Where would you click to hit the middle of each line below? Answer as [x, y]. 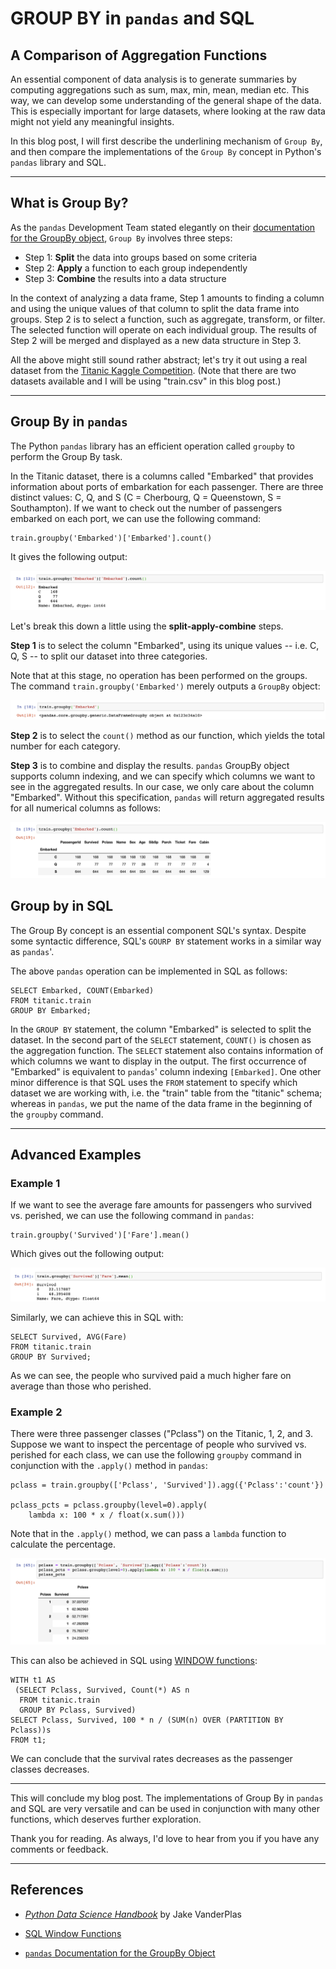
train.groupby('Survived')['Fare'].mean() [100, 1235]
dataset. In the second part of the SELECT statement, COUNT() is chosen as [161, 1039]
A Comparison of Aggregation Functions [139, 55]
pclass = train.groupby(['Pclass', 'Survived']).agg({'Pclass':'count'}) [167, 1485]
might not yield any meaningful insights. [92, 121]
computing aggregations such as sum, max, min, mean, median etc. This [160, 90]
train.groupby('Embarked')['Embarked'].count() [111, 538]
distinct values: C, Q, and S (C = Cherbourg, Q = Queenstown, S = [146, 497]
